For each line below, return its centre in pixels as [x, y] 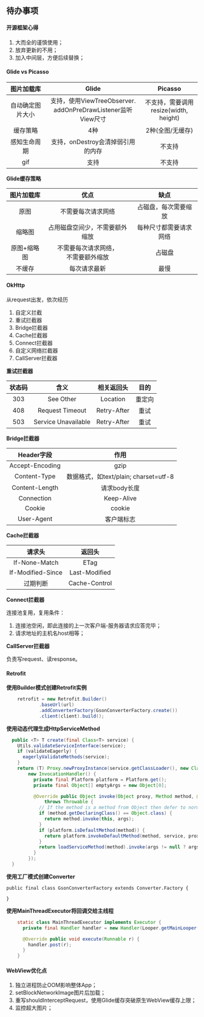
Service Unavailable [62, 422]
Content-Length [35, 488]
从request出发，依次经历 [37, 299]
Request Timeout [62, 411]
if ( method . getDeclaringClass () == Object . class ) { [105, 813]
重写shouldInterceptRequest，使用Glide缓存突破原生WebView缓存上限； [106, 1001]
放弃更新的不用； [36, 50]
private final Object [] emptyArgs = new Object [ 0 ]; [100, 785]
